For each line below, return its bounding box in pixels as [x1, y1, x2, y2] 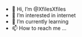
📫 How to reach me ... [11, 25, 67, 32]
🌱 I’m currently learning [11, 18, 69, 25]
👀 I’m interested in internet [11, 12, 76, 19]
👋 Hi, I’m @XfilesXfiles [11, 6, 66, 12]
